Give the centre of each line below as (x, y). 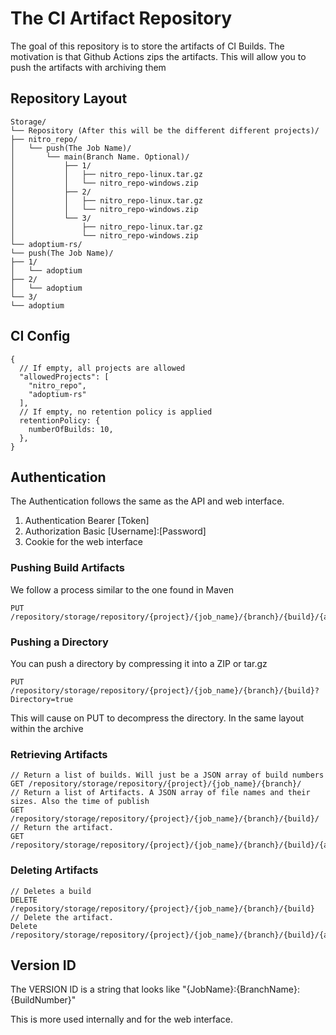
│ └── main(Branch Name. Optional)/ (100, 157)
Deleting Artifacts (54, 870)
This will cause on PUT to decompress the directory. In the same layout (157, 718)
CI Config (40, 336)
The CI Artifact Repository (121, 18)
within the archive (47, 728)
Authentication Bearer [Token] (87, 521)
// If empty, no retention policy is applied (116, 412)
